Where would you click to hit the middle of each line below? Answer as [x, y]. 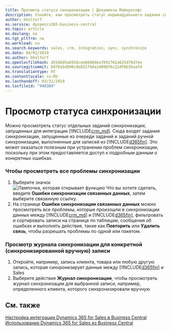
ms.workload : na [22, 43]
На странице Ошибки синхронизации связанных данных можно [84, 204]
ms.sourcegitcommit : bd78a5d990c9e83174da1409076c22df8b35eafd [74, 67]
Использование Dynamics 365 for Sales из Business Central [69, 323]
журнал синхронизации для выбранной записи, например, [77, 283]
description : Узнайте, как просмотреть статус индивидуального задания [83, 15]
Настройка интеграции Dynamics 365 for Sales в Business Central [76, 317]
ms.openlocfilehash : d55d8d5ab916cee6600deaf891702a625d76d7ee [74, 62]
